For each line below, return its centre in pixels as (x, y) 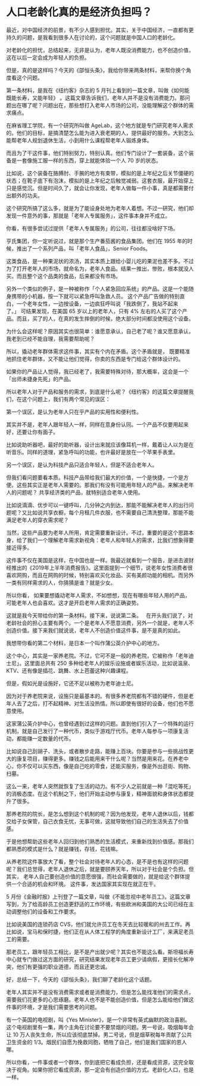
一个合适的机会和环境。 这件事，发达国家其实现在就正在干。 (85, 884)
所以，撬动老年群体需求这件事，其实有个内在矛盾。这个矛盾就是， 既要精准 (98, 351)
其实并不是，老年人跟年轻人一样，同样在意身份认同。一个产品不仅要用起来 (97, 424)
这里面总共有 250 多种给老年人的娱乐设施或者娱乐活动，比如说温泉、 (109, 663)
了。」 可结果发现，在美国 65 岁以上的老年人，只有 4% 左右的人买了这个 (94, 311)
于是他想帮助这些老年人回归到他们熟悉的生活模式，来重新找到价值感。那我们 (100, 841)
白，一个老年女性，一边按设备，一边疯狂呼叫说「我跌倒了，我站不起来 (92, 303)
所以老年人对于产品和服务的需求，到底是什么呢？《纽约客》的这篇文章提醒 (97, 391)
